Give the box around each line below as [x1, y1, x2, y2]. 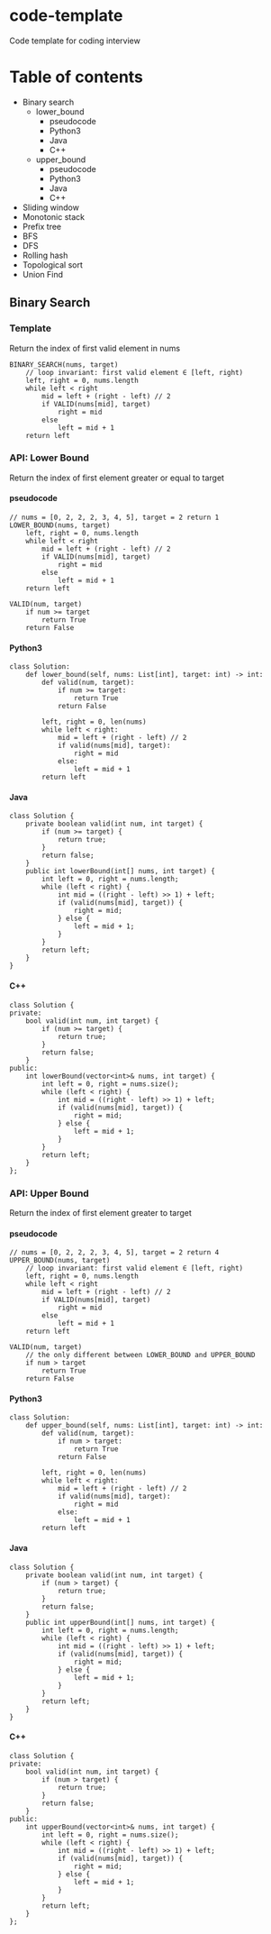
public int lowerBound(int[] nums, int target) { [25, 867, 216, 876]
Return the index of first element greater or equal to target [9, 472, 225, 483]
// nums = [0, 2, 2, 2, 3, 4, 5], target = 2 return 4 [9, 1248, 220, 1257]
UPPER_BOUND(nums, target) [9, 1256, 111, 1265]
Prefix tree [22, 221, 62, 232]
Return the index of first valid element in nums [9, 342, 181, 353]
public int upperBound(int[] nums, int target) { [25, 1618, 216, 1627]
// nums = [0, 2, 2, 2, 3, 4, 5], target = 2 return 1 [9, 513, 220, 523]
